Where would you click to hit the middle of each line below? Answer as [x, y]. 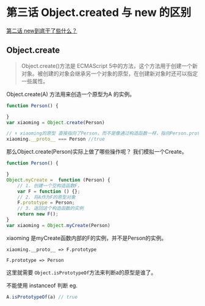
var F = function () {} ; [49, 191]
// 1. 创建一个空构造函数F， [50, 185]
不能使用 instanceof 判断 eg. [42, 285]
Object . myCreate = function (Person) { [59, 180]
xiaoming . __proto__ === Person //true [56, 139]
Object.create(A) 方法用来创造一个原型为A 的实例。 [71, 94]
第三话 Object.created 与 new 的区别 [99, 13]
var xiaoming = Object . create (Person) [56, 122]
